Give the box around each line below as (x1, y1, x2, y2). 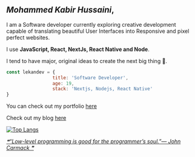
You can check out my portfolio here (6, 102, 97, 110)
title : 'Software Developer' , (52, 75, 129, 81)
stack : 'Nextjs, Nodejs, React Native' (52, 86, 153, 92)
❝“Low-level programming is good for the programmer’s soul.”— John (6, 138, 181, 145)
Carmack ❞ (6, 144, 35, 152)
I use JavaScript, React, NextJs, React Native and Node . (6, 45, 150, 53)
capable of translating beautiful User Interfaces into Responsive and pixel (6, 27, 190, 35)
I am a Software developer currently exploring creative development (6, 21, 177, 28)
